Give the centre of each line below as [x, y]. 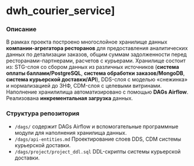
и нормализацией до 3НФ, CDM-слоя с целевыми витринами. [84, 86]
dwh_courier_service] [61, 11]
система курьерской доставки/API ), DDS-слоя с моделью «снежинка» [97, 79]
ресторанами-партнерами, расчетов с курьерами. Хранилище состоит [96, 61]
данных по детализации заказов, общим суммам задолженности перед [96, 55]
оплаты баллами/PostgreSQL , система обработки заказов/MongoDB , [96, 73]
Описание [21, 29]
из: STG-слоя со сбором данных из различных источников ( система [93, 67]
